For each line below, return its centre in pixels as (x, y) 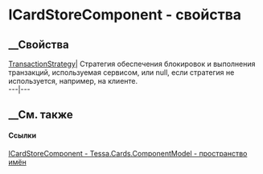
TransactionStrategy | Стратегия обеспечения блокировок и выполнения (132, 64)
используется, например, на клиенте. (73, 81)
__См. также (41, 115)
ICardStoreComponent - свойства (125, 15)
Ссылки (23, 135)
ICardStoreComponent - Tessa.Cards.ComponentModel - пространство (128, 153)
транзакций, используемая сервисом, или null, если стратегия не (121, 72)
